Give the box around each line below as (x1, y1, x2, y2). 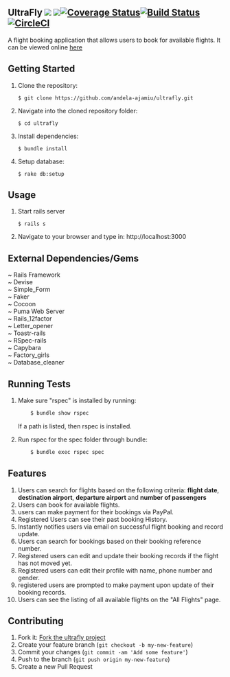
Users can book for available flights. (17, 501, 120, 509)
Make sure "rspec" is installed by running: (17, 396, 137, 405)
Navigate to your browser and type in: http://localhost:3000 (17, 233, 187, 241)
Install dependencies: (17, 132, 79, 140)
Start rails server (17, 207, 65, 216)
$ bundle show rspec (30, 410, 89, 417)
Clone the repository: (17, 81, 78, 89)
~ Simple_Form (8, 286, 51, 294)
